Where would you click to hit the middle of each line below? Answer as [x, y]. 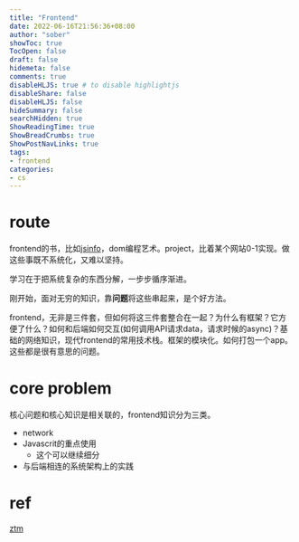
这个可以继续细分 [68, 455]
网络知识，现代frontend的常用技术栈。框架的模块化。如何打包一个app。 [159, 340]
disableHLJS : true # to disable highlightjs [94, 85]
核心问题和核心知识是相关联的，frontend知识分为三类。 [112, 415]
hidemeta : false [40, 69]
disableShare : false [48, 93]
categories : [32, 169]
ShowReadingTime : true [52, 128]
